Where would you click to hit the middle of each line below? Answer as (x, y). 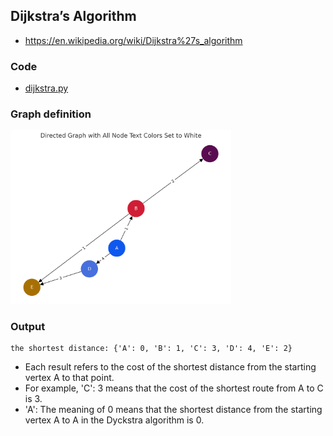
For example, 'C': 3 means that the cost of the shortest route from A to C (174, 388)
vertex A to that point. (69, 378)
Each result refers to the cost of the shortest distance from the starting (170, 367)
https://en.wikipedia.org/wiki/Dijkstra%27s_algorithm (133, 40)
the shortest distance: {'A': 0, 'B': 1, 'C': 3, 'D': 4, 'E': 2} (151, 349)
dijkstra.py (46, 88)
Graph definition (51, 114)
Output (28, 326)
